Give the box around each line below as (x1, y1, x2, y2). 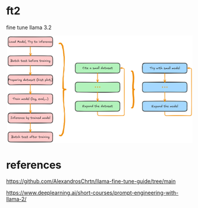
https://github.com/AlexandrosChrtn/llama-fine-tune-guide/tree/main (6, 178, 176, 185)
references (6, 158, 62, 172)
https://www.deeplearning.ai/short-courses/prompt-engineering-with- (6, 189, 179, 197)
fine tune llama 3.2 (6, 24, 52, 31)
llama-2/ (6, 196, 27, 203)
